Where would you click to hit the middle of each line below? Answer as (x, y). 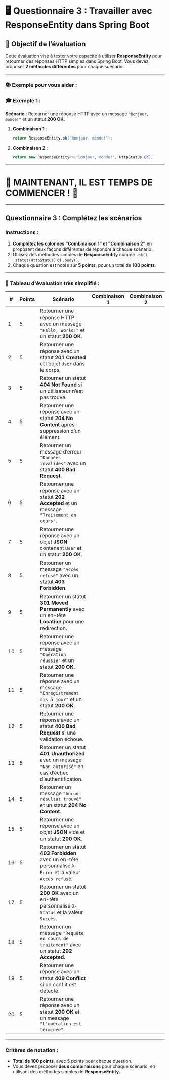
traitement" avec (61, 944)
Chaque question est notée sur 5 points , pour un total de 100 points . (84, 265)
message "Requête (62, 933)
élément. (50, 437)
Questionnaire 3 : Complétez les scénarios (74, 218)
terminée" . (52, 1029)
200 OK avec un (59, 893)
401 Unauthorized (62, 753)
